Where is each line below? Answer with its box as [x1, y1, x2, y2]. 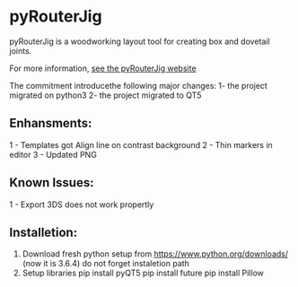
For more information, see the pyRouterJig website [9, 63, 197, 74]
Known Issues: [9, 175, 94, 190]
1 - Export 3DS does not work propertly [9, 199, 154, 210]
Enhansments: [9, 116, 92, 131]
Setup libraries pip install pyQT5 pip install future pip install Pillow [22, 267, 265, 279]
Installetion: [9, 224, 78, 239]
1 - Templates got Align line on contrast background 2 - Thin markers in [9, 139, 274, 150]
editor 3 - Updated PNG [9, 149, 97, 160]
